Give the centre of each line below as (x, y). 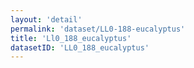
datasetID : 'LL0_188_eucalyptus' (80, 47)
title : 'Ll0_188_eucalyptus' (71, 38)
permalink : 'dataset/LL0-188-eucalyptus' (98, 29)
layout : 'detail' (46, 19)
